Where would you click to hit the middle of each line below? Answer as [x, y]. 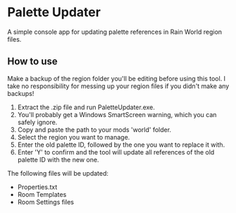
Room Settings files [45, 202]
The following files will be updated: [58, 173]
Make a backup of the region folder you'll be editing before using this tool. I [117, 78]
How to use [32, 62]
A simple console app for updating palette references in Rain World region [115, 32]
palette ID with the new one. [58, 159]
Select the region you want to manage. [74, 137]
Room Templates [42, 194]
